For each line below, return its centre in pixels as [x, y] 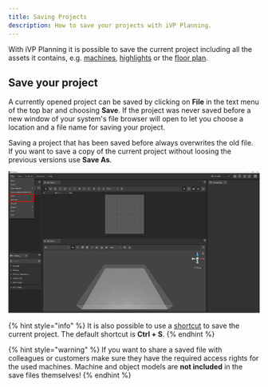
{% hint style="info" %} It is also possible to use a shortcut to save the [124, 325]
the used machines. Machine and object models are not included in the [126, 366]
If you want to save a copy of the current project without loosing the [120, 151]
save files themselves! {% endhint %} [70, 375]
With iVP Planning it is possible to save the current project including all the [130, 49]
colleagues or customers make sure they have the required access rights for [134, 358]
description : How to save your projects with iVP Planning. [110, 25]
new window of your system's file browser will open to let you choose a [126, 119]
